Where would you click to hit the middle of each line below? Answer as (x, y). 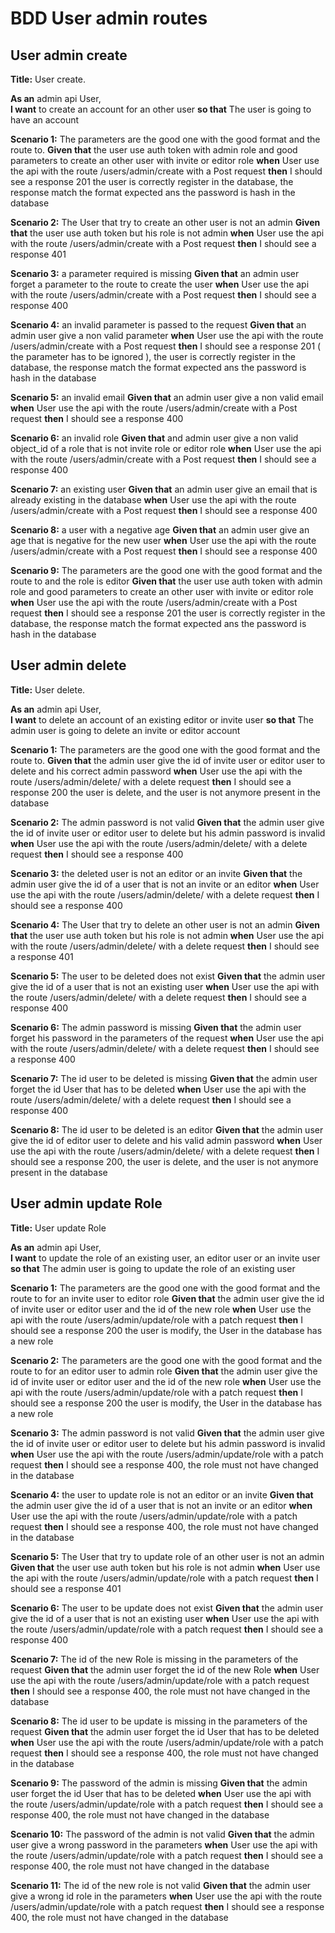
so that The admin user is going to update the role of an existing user (153, 1268)
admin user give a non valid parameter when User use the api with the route (167, 335)
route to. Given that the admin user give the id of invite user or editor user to (168, 760)
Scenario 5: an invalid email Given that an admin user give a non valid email (167, 397)
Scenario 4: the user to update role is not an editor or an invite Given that (162, 1494)
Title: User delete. (48, 689)
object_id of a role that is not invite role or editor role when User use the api (166, 448)
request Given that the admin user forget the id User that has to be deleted (165, 1731)
